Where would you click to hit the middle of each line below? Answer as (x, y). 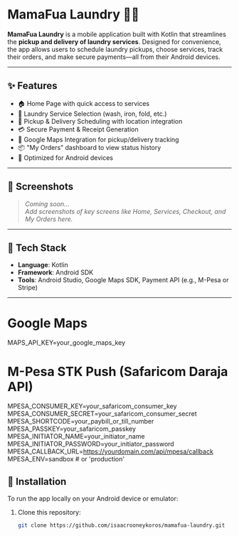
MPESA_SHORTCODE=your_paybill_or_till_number (81, 422)
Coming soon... (47, 204)
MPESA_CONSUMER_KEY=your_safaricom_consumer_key (92, 406)
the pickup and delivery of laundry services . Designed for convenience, (115, 41)
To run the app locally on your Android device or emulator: (93, 499)
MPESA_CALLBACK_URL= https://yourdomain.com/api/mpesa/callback (110, 451)
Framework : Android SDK (55, 272)
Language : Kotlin (43, 265)
